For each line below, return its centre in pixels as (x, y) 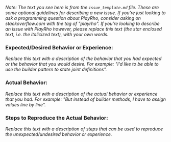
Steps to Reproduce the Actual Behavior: (57, 118)
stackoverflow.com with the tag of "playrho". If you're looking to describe (82, 23)
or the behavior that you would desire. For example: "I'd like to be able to (82, 64)
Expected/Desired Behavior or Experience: (59, 47)
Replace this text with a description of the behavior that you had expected (83, 59)
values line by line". (26, 104)
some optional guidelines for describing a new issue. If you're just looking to (86, 13)
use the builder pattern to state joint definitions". (56, 69)
